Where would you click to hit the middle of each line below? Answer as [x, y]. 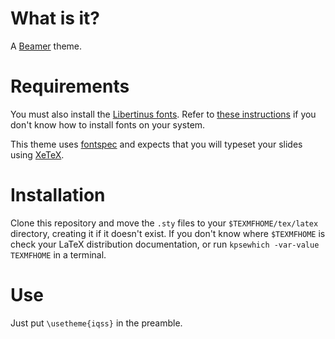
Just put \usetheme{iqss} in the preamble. [96, 323]
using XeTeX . [37, 154]
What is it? [55, 18]
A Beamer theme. [46, 46]
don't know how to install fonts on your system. [108, 124]
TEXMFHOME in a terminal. [58, 254]
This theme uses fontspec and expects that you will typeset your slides [156, 144]
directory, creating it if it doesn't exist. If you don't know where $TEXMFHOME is [168, 233]
